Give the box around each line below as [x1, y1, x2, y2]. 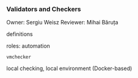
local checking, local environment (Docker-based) [6, 65, 133, 72]
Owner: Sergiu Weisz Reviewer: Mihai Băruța [6, 19, 118, 26]
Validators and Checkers [6, 5, 81, 13]
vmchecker [6, 54, 32, 60]
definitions [6, 30, 33, 38]
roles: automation [6, 42, 51, 50]
